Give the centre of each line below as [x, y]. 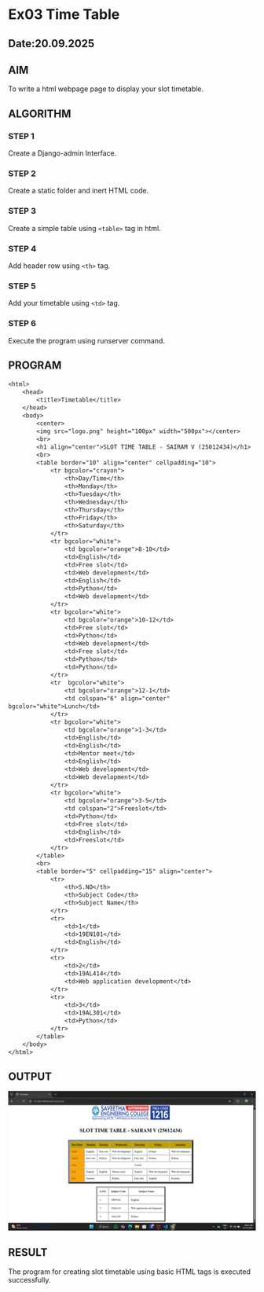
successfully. [29, 1279]
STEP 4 [22, 248]
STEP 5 [22, 286]
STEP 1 [21, 136]
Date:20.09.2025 [51, 44]
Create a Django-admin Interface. [62, 153]
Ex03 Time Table [64, 15]
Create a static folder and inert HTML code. [79, 191]
